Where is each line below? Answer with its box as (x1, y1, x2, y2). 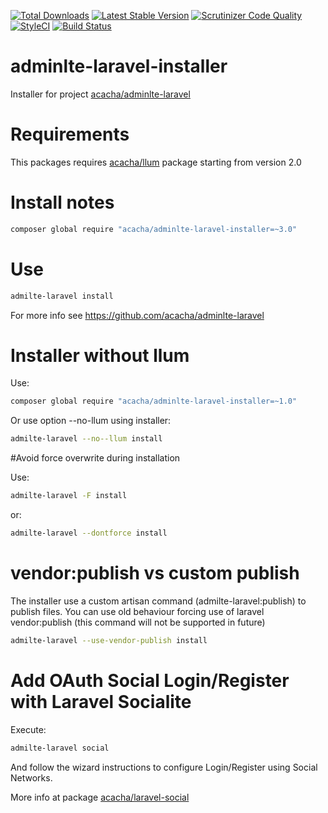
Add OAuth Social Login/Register (10, 669, 290, 692)
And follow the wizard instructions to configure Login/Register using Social (10, 761, 318, 773)
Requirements (10, 123, 130, 146)
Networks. (10, 771, 53, 784)
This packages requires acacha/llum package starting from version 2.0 (10, 156, 302, 168)
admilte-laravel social (10, 743, 110, 753)
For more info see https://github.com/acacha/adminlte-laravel (10, 309, 265, 321)
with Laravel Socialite (10, 690, 192, 713)
